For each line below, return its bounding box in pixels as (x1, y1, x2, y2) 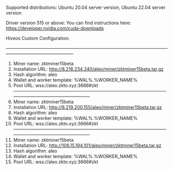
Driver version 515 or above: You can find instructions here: (6, 20, 131, 26)
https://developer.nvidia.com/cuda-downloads (6, 25, 104, 31)
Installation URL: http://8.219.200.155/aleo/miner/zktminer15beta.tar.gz (13, 104, 162, 110)
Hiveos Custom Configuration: (6, 35, 70, 41)
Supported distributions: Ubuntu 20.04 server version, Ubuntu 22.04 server (6, 5, 166, 10)
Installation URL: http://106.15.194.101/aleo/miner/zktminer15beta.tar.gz (13, 142, 162, 148)
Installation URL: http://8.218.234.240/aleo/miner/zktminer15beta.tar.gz (13, 66, 164, 72)
